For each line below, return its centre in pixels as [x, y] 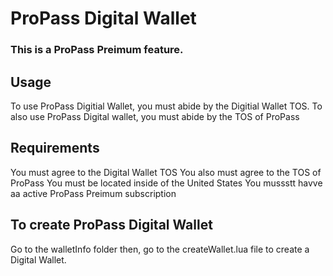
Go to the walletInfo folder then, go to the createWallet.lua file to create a [160, 249]
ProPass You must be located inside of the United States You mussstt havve [166, 183]
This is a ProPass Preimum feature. [97, 50]
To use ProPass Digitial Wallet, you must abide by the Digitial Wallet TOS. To [166, 106]
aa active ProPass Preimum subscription [93, 193]
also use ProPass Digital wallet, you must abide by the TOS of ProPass [155, 116]
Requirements [55, 148]
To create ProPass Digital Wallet [111, 225]
